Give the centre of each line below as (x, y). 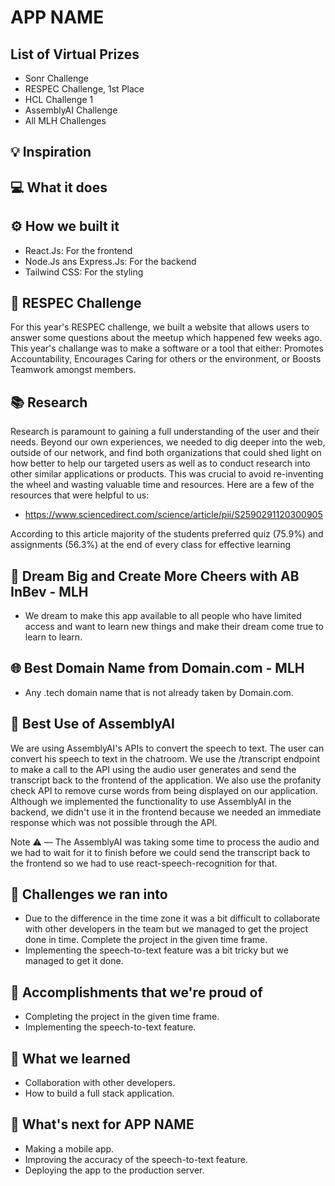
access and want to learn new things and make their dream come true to (174, 627)
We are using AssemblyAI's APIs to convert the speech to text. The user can (167, 748)
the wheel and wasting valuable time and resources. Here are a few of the (162, 485)
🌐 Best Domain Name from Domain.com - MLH (157, 668)
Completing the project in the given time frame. (122, 1017)
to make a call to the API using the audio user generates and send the (153, 769)
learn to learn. (53, 637)
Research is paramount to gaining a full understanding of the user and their (165, 432)
